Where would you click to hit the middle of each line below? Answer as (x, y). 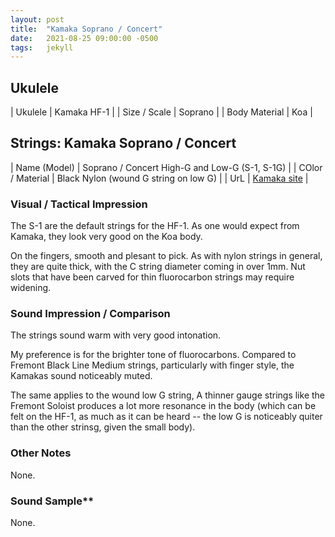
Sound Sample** (52, 501)
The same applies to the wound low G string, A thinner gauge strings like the (167, 395)
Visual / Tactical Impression (79, 204)
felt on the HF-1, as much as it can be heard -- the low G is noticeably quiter (166, 417)
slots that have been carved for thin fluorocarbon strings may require (152, 277)
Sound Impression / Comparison (90, 314)
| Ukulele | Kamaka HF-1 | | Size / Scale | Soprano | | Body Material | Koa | (161, 112)
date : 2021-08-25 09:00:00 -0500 (84, 38)
